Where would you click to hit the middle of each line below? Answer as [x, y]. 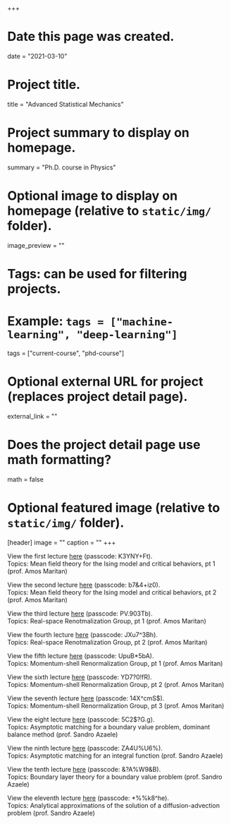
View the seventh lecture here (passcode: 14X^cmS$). [86, 698]
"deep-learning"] [127, 335]
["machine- [142, 322]
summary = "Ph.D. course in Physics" [62, 167]
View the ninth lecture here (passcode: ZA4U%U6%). [85, 748]
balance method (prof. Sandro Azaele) [63, 734]
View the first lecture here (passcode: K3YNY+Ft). [80, 556]
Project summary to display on [99, 133]
